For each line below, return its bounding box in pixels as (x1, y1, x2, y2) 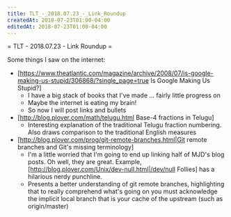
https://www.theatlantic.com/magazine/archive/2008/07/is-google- (19, 69, 214, 77)
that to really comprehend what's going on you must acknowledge (27, 187, 218, 195)
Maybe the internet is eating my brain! (27, 99, 137, 107)
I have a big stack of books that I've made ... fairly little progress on (27, 91, 221, 99)
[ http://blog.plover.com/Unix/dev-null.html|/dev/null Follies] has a (27, 165, 215, 174)
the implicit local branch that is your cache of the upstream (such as (27, 195, 223, 203)
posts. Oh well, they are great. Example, (27, 158, 143, 166)
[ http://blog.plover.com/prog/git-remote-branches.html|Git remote (17, 136, 207, 144)
